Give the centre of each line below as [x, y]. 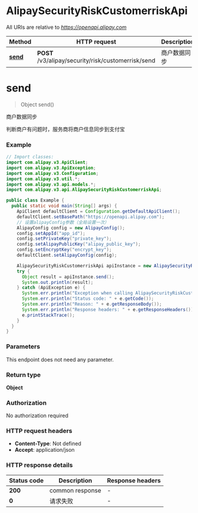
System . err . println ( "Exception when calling [77, 293]
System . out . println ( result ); [57, 282]
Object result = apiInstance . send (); [68, 277]
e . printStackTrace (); [48, 315]
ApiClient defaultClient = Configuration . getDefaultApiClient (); [99, 211]
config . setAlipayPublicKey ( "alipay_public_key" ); [79, 244]
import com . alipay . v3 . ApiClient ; [47, 163]
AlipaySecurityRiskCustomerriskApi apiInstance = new [84, 266]
